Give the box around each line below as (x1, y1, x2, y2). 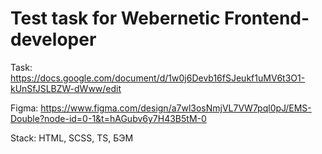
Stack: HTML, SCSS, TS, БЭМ (10, 132, 134, 144)
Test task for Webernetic (10, 7, 221, 30)
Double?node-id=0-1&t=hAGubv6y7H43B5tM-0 (10, 112, 207, 124)
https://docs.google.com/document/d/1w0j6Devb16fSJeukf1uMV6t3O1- (10, 72, 306, 84)
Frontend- (224, 7, 310, 30)
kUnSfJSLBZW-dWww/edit (10, 82, 122, 94)
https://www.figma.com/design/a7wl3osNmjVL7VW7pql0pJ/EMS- (40, 102, 312, 114)
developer (10, 28, 97, 51)
